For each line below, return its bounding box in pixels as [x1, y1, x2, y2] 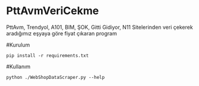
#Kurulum [6, 41, 30, 48]
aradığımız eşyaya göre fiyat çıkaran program [6, 29, 117, 37]
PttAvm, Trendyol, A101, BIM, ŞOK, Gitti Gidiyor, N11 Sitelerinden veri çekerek [6, 24, 193, 31]
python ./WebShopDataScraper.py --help [6, 74, 105, 80]
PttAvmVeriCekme [6, 4, 99, 18]
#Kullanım [6, 63, 31, 70]
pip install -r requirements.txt [6, 52, 89, 58]
